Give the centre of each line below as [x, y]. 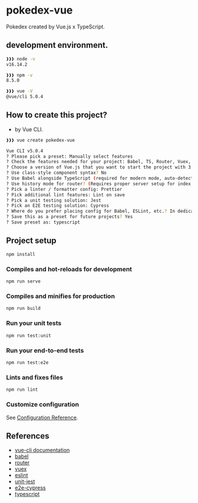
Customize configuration [43, 404]
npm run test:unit [29, 335]
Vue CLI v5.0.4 [25, 151]
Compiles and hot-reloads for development [69, 269]
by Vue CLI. [29, 129]
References [28, 436]
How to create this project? [57, 115]
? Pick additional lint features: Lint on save [66, 195]
